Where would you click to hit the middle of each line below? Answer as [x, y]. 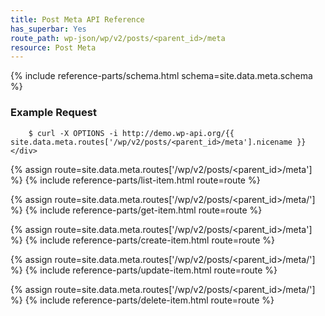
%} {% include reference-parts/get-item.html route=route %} [136, 210]
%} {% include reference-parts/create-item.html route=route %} [142, 240]
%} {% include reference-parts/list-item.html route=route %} [135, 180]
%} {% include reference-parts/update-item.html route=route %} [144, 270]
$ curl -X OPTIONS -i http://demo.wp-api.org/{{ [131, 133]
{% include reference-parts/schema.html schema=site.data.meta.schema [161, 76]
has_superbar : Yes [48, 29]
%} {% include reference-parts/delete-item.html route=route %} [142, 300]
